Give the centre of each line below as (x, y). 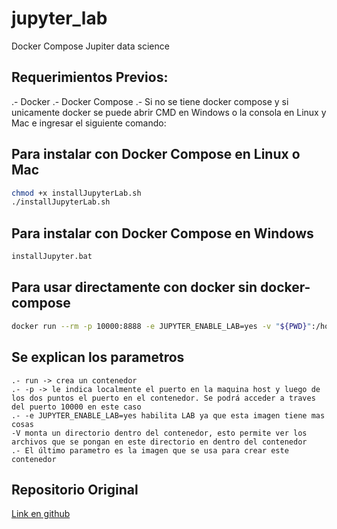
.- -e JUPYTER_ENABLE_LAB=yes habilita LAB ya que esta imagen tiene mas (168, 415)
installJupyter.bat (52, 257)
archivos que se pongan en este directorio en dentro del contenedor (159, 442)
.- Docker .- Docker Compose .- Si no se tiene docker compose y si (150, 101)
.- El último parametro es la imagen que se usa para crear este (150, 450)
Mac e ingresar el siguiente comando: (89, 123)
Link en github (41, 514)
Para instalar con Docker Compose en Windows (162, 233)
